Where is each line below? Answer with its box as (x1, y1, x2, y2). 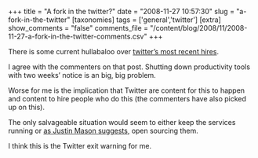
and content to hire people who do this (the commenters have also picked (8, 94, 247, 103)
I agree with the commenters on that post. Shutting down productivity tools (8, 62, 251, 72)
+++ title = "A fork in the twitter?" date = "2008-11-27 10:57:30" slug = (8, 7, 235, 16)
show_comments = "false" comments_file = (8, 24, 149, 32)
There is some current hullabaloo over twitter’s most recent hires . (8, 47, 220, 56)
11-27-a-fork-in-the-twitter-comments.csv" (8, 31, 147, 41)
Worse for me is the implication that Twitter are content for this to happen (8, 86, 245, 95)
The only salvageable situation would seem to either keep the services (8, 118, 236, 127)
